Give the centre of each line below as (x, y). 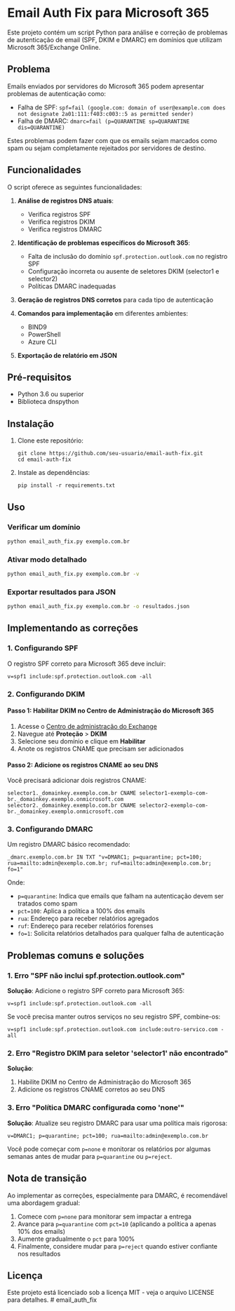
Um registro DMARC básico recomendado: (69, 845)
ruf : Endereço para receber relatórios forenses (85, 926)
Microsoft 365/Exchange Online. (54, 47)
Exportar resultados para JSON (61, 592)
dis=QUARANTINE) (41, 128)
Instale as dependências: (53, 473)
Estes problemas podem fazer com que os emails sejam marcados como (112, 140)
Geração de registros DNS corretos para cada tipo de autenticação (115, 300)
